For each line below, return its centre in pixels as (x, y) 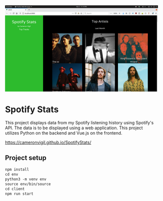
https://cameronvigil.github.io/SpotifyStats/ (48, 142)
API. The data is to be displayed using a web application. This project (74, 128)
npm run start (19, 194)
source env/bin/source (28, 184)
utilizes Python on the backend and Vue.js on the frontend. (64, 133)
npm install (17, 170)
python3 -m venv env (26, 179)
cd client (15, 189)
